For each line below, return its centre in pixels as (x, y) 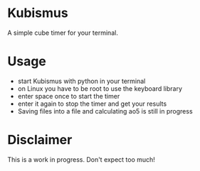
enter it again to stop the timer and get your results (92, 104)
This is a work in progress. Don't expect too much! (81, 159)
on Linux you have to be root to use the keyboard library (100, 88)
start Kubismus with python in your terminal (81, 81)
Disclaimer (40, 140)
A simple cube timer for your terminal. (63, 33)
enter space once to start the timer (69, 96)
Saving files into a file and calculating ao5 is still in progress (105, 111)
